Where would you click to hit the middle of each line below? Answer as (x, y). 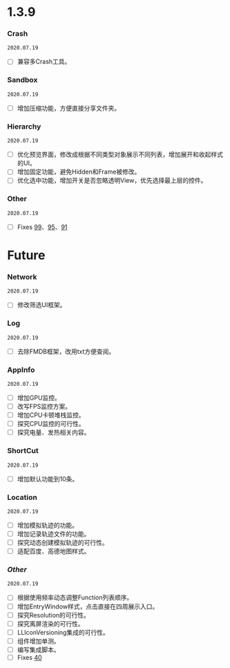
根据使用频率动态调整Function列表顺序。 (75, 597)
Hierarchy (24, 127)
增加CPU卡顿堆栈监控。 (51, 415)
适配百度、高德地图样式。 (54, 551)
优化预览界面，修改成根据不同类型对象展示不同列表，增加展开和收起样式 (120, 155)
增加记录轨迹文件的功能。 (54, 534)
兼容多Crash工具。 (44, 62)
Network (22, 277)
